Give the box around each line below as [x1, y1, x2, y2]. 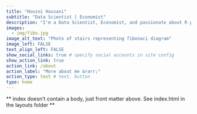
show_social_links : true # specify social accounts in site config [6, 52, 175, 58]
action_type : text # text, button [6, 74, 91, 80]
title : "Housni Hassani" [6, 8, 67, 15]
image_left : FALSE [6, 42, 51, 47]
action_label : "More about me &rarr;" [6, 68, 101, 74]
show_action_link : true [6, 57, 64, 63]
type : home [6, 80, 33, 85]
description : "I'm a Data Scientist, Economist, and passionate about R [6, 19, 188, 25]
